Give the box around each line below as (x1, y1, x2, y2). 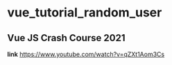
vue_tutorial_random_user (7, 5, 162, 21)
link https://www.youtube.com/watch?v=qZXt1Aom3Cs (7, 50, 165, 58)
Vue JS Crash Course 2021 (7, 32, 126, 44)
